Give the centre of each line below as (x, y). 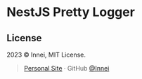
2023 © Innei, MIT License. (46, 55)
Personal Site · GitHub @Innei (66, 68)
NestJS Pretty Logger (71, 12)
